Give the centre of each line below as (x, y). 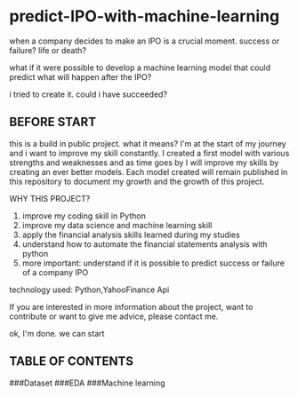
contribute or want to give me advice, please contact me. (114, 316)
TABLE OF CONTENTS (71, 361)
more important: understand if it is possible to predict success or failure (153, 263)
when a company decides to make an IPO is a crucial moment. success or (145, 41)
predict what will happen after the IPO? (81, 76)
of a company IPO (55, 272)
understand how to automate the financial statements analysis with (145, 244)
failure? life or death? (48, 50)
